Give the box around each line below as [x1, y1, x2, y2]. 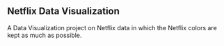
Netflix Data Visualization [7, 5, 120, 17]
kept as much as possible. [7, 31, 82, 39]
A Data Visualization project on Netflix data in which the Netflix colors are [7, 23, 217, 32]
